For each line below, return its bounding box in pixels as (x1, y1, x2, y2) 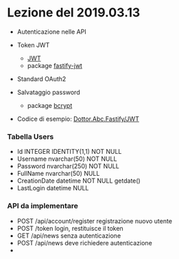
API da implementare (7, 201, 79, 211)
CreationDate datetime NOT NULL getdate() (16, 177, 141, 185)
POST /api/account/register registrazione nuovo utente (16, 216, 173, 225)
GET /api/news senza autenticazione (16, 232, 121, 240)
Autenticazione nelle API (16, 27, 87, 36)
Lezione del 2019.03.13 (7, 5, 141, 21)
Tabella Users (7, 132, 54, 142)
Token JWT (16, 41, 50, 49)
